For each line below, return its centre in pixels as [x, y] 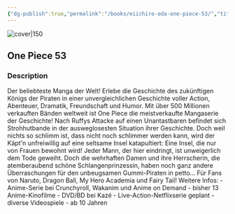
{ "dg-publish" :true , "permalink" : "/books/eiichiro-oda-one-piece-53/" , [112, 14]
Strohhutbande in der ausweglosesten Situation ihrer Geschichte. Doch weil [116, 128]
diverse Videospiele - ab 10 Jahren [57, 203]
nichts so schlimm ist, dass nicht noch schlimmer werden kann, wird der [111, 136]
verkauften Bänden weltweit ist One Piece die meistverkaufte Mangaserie [113, 114]
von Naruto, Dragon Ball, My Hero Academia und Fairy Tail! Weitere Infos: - [115, 180]
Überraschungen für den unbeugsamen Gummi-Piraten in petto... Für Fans [115, 173]
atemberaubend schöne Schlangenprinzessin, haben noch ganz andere [110, 166]
